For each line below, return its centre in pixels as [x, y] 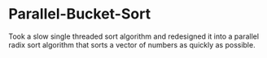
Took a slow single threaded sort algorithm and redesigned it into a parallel [133, 36]
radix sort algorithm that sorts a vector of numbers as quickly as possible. [132, 44]
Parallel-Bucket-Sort [80, 14]
